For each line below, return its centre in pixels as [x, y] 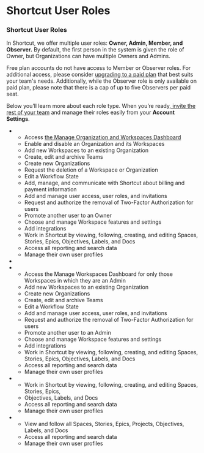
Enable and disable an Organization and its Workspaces [94, 144]
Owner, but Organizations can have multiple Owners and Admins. [89, 56]
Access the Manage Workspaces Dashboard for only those [98, 274]
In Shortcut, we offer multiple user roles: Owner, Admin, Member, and [95, 43]
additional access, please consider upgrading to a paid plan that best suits [100, 75]
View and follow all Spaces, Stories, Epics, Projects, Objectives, [104, 424]
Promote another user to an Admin [67, 333]
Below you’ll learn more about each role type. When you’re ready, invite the [101, 106]
